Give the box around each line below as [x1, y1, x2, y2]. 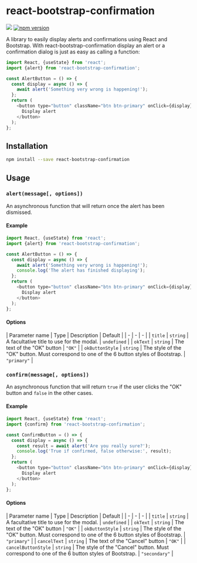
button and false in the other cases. [6, 389, 94, 396]
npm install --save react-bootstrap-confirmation [6, 157, 130, 163]
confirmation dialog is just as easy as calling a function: [6, 48, 140, 55]
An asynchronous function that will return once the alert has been [6, 202, 165, 209]
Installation [6, 141, 48, 151]
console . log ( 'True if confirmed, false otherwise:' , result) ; [16, 448, 172, 454]
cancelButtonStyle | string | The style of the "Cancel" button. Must [6, 544, 169, 551]
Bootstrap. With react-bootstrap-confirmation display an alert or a [6, 42, 165, 49]
